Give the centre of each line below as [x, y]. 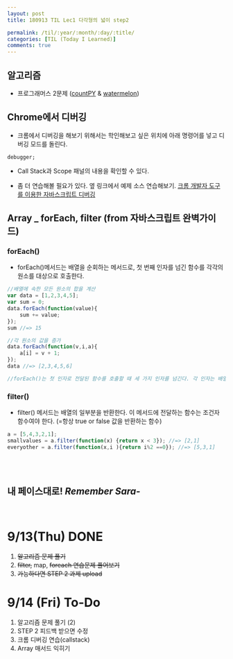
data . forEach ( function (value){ [52, 309]
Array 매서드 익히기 [44, 649]
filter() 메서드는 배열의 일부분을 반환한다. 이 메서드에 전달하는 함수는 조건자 [118, 413]
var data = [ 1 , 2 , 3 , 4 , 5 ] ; [43, 296]
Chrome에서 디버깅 [47, 118]
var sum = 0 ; [26, 302]
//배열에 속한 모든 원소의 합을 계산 [51, 289]
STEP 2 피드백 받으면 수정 [53, 631]
